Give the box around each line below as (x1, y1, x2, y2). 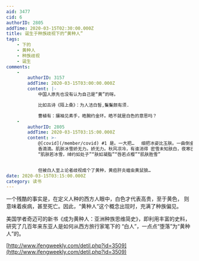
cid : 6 (6, 14, 23, 20)
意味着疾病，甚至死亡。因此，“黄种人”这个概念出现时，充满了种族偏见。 (6, 203, 182, 210)
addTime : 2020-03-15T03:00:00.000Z (27, 81, 115, 87)
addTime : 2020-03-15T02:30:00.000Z (6, 25, 94, 31)
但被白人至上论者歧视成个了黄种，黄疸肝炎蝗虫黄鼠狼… (37, 167, 151, 173)
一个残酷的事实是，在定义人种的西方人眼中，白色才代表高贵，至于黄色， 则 (6, 195, 190, 202)
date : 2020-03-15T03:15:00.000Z (6, 173, 86, 179)
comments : (6, 63, 31, 70)
